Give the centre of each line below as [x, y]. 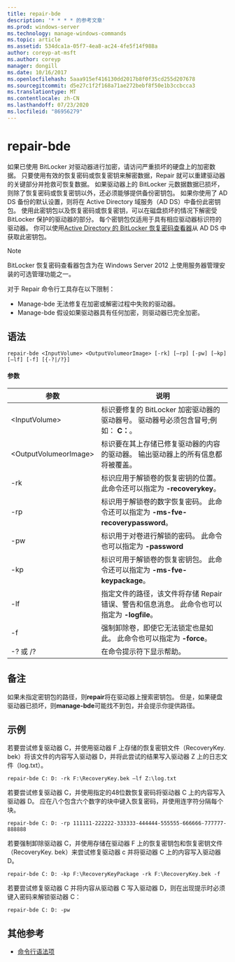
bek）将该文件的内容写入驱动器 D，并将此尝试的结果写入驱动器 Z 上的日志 [114, 757]
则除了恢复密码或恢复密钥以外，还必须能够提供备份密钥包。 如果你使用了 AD [117, 193]
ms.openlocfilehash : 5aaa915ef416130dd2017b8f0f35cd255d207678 [101, 79]
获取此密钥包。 [29, 236]
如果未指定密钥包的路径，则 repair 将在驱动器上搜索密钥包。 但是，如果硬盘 [115, 697]
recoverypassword [133, 522]
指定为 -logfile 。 [129, 614]
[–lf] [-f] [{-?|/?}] [39, 359]
